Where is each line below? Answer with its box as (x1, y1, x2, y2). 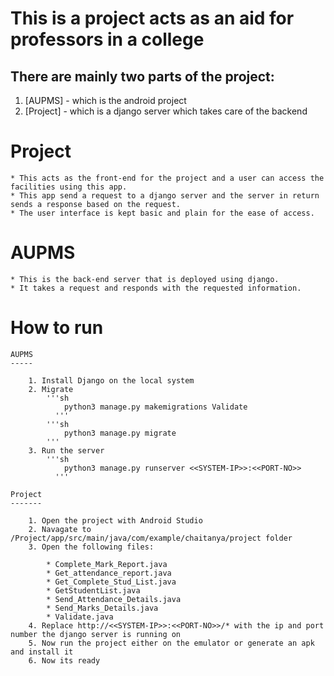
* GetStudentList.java (46, 585, 141, 596)
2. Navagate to (28, 524, 92, 534)
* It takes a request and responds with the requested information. (10, 283, 302, 293)
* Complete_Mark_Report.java (46, 559, 168, 569)
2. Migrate (28, 384, 74, 394)
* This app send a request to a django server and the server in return (10, 190, 320, 201)
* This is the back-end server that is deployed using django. (10, 274, 280, 284)
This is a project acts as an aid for (10, 7, 295, 30)
